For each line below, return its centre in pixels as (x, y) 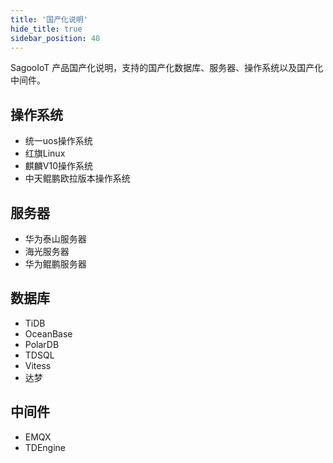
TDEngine (45, 447)
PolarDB (42, 344)
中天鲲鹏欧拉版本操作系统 (77, 178)
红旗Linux (45, 153)
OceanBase (48, 333)
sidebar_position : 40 (55, 38)
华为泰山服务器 (55, 239)
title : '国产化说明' (49, 19)
